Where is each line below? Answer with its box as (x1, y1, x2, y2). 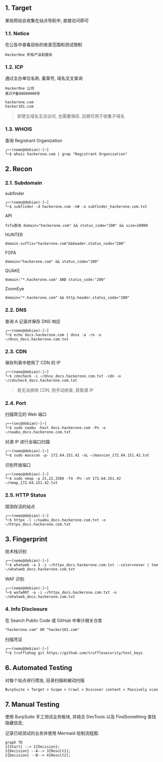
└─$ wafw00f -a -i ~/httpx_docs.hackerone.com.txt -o (5, 590, 117, 595)
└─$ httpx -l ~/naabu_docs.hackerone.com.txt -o (5, 518, 106, 523)
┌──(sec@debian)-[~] (5, 421, 47, 426)
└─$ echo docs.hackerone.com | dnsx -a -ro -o (5, 332, 102, 337)
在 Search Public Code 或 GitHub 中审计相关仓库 (5, 617, 102, 623)
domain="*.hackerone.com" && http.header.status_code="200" (5, 295, 130, 300)
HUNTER (5, 232, 23, 238)
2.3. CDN (5, 348, 27, 355)
